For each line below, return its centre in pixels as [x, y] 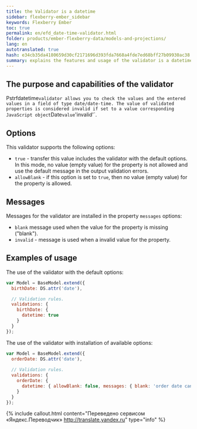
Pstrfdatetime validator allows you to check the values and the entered [96, 98]
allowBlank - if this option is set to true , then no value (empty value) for [101, 177]
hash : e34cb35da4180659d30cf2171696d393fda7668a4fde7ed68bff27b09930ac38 [98, 55]
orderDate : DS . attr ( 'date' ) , [47, 359]
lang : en [17, 44]
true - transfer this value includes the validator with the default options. [101, 159]
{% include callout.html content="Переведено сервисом [76, 414]
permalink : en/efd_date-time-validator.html [61, 33]
